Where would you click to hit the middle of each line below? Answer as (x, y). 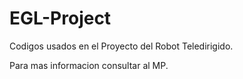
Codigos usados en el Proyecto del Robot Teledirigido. (121, 46)
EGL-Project (60, 18)
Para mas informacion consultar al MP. (89, 65)
